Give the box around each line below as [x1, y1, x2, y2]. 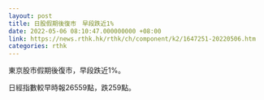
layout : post [8, 11, 53, 20]
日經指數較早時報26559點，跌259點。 [8, 83, 136, 93]
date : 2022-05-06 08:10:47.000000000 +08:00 [8, 27, 162, 35]
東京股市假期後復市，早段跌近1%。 [8, 66, 126, 76]
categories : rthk [8, 42, 67, 50]
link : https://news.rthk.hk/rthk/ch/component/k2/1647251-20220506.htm [8, 34, 256, 43]
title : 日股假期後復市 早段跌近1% [8, 20, 115, 28]
